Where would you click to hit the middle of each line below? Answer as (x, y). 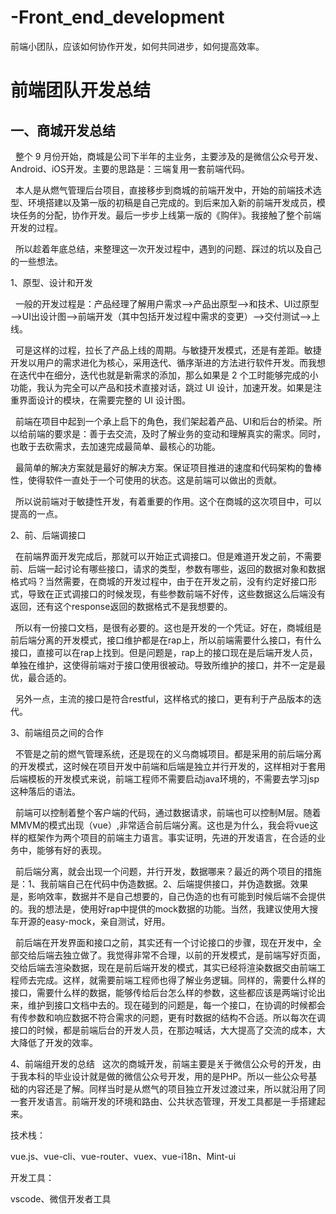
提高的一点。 (36, 513)
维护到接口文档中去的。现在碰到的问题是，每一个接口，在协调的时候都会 (176, 1005)
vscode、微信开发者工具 (61, 1198)
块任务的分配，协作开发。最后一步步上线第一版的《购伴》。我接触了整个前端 (166, 215)
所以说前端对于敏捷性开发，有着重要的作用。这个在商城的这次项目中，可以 (168, 501)
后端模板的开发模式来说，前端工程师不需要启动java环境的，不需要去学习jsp (165, 778)
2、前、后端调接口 (48, 535)
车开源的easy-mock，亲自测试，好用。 (90, 921)
